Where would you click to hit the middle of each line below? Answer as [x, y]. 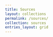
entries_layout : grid [27, 27]
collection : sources [26, 23]
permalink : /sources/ [27, 18]
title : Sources [20, 9]
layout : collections [26, 14]
